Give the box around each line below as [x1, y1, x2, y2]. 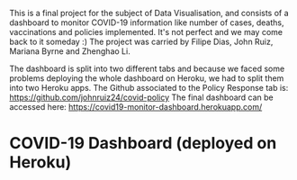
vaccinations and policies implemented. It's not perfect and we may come [9, 27, 283, 37]
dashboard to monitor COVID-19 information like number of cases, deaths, [9, 17, 284, 28]
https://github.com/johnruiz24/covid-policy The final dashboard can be [9, 92, 274, 103]
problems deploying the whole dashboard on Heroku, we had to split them [9, 73, 284, 84]
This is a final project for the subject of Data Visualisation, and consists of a [9, 8, 290, 18]
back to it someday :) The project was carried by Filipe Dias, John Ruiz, [9, 36, 274, 47]
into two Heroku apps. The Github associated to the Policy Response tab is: [9, 83, 289, 93]
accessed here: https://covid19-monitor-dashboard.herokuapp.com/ [9, 102, 263, 112]
